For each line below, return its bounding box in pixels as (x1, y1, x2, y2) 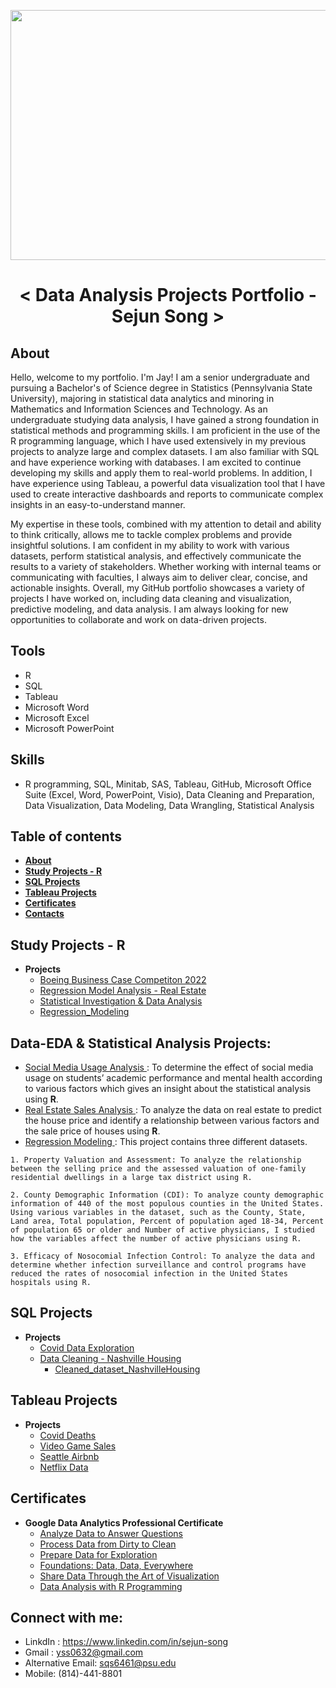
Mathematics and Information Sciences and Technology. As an (10, 403, 268, 415)
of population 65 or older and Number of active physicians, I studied (10, 1225, 315, 1235)
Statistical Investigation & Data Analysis (39, 995, 203, 1007)
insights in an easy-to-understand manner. (10, 499, 186, 510)
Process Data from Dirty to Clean (39, 1538, 177, 1550)
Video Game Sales (39, 1440, 117, 1452)
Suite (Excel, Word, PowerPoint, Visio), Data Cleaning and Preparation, (24, 788, 315, 800)
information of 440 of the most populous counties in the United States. (10, 1199, 325, 1209)
